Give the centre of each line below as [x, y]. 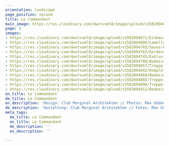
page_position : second [29, 15]
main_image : [18, 24]
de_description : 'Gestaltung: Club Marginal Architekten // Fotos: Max [82, 108]
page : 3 [13, 29]
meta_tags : [17, 113]
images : [13, 33]
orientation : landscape [30, 10]
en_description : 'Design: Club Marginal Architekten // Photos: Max [78, 103]
